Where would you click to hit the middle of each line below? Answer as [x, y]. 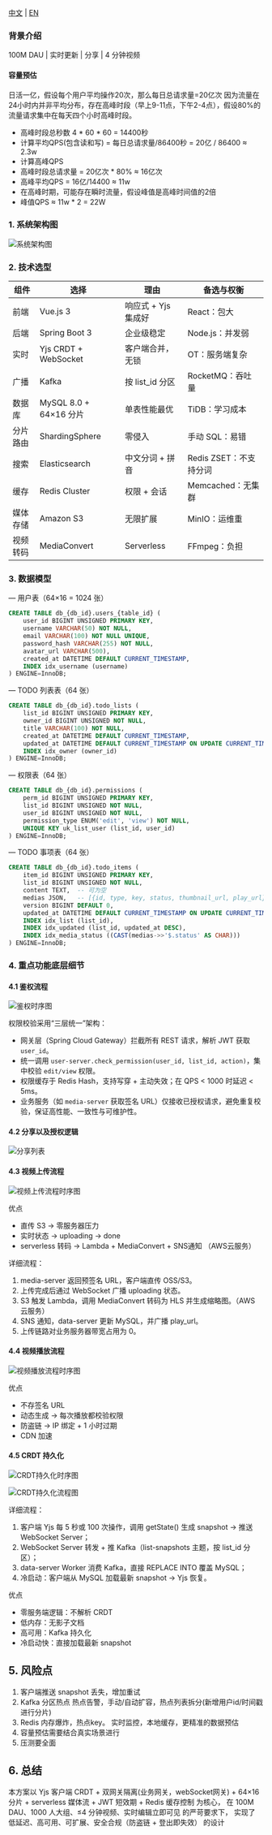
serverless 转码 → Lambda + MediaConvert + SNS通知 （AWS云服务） [138, 1246]
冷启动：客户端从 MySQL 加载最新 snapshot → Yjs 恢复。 [115, 1578]
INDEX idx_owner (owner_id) [70, 751]
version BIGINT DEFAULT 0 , [68, 905]
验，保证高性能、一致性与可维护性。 [81, 1112]
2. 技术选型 [30, 267]
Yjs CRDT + [61, 349]
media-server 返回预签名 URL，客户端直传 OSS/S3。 [108, 1280]
